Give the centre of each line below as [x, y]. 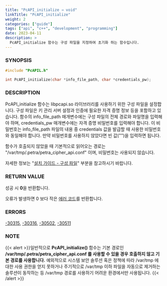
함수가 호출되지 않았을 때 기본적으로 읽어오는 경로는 [55, 146]
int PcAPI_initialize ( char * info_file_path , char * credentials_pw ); [78, 79]
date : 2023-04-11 [23, 33]
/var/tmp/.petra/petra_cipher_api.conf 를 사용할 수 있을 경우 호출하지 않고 [80, 254]
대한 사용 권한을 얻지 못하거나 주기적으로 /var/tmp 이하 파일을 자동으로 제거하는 [83, 266]
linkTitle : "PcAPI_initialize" [38, 15]
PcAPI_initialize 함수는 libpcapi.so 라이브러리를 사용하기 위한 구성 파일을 [77, 104]
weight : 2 [16, 19]
